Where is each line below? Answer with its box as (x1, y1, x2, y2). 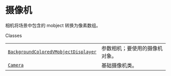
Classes (5, 32, 22, 39)
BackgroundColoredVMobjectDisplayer (8, 49, 97, 55)
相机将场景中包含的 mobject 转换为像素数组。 (5, 22, 101, 28)
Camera (8, 62, 24, 68)
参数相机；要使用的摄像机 (101, 45, 163, 52)
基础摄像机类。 (101, 62, 137, 69)
